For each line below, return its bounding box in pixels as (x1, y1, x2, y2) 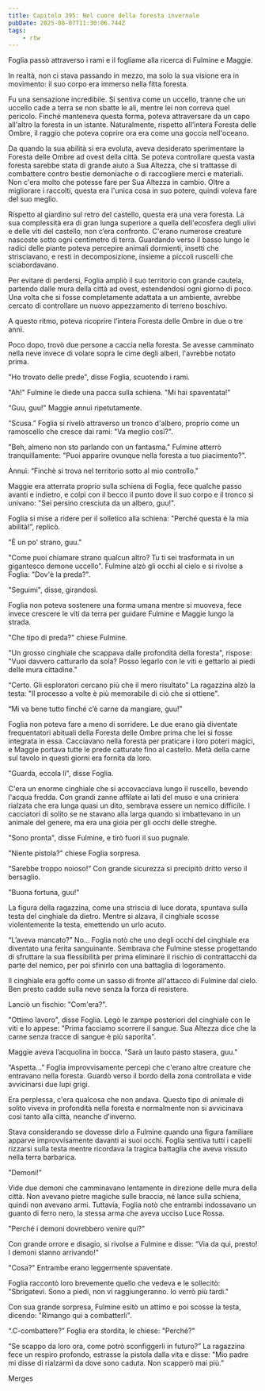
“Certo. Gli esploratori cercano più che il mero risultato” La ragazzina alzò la (8, 680, 256, 690)
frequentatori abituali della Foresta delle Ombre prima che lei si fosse (8, 728, 233, 738)
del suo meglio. (8, 194, 59, 204)
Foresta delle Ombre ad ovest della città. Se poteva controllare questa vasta (8, 152, 256, 162)
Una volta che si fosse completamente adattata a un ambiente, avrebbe (8, 293, 241, 302)
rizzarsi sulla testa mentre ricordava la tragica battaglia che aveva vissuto (8, 1144, 248, 1154)
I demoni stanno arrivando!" (8, 1247, 100, 1258)
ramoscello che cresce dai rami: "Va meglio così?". (8, 427, 174, 436)
